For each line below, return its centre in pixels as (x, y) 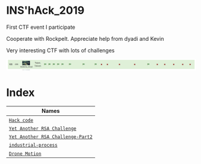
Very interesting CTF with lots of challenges (60, 50)
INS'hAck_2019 (45, 11)
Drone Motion (25, 154)
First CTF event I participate (41, 27)
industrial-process (33, 145)
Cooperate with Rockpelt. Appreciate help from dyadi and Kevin (85, 38)
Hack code (21, 120)
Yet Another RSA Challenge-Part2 (51, 137)
